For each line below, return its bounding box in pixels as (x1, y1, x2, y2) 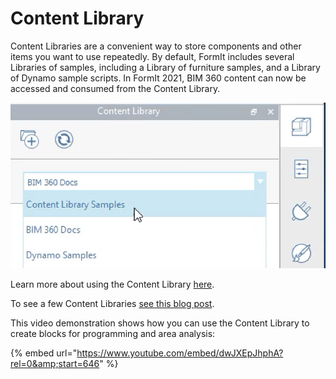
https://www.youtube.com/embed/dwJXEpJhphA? (76, 347, 284, 359)
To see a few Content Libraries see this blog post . (10, 297, 215, 309)
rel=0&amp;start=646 (10, 357, 100, 369)
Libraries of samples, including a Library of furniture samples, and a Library (10, 61, 321, 73)
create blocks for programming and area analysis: (10, 327, 216, 339)
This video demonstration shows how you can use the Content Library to (10, 317, 310, 329)
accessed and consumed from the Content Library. (10, 82, 221, 94)
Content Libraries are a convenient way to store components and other (10, 40, 302, 52)
